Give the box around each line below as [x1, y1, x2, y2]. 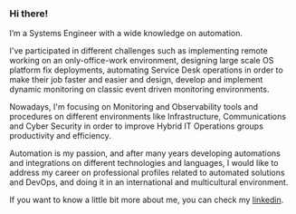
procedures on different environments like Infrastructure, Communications [9, 112, 287, 122]
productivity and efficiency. [9, 131, 111, 141]
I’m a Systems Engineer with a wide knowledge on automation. [9, 28, 243, 39]
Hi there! [9, 7, 49, 20]
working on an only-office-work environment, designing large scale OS [9, 55, 274, 66]
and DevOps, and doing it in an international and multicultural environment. [9, 177, 289, 188]
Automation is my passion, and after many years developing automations [9, 148, 281, 159]
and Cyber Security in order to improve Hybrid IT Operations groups [9, 121, 264, 131]
